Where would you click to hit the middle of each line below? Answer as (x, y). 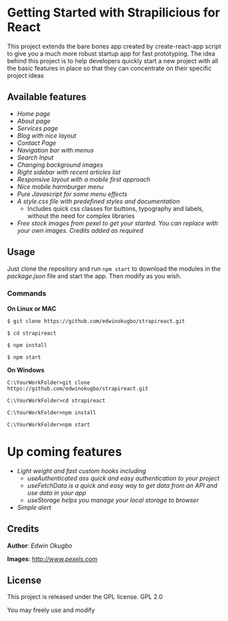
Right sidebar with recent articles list (69, 172)
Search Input (35, 157)
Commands (27, 293)
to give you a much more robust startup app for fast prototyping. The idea (111, 54)
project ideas (26, 75)
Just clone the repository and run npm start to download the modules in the (114, 269)
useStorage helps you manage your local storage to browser (113, 500)
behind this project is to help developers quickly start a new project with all (113, 60)
